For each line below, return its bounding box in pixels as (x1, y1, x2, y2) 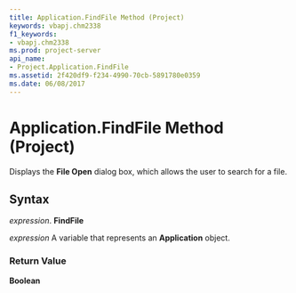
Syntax (9, 191, 50, 207)
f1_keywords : (9, 29, 58, 38)
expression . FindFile (9, 216, 84, 226)
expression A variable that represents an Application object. (9, 232, 231, 243)
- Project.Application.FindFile (9, 63, 129, 72)
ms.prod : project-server (9, 46, 101, 55)
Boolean (9, 275, 41, 286)
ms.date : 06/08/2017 (9, 79, 86, 88)
